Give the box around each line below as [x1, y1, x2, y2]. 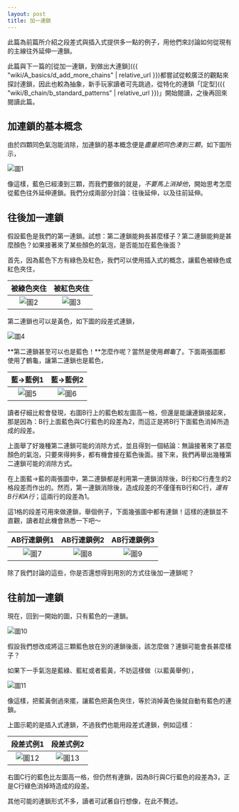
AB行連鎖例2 [60, 535, 105, 545]
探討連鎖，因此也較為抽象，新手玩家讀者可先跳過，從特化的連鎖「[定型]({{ [7, 79, 225, 88]
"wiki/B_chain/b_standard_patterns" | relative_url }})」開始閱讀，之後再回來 [7, 88, 228, 97]
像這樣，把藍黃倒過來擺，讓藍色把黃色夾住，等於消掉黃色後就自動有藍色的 [7, 696, 225, 705]
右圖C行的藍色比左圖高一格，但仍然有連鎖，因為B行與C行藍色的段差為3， [7, 772, 224, 781]
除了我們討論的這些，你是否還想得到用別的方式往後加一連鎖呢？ [7, 569, 194, 577]
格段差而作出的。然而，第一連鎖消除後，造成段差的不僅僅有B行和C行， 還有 [7, 483, 228, 492]
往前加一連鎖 [7, 592, 64, 604]
